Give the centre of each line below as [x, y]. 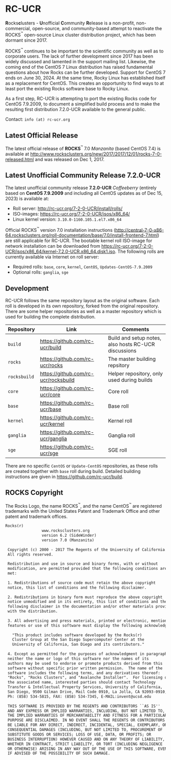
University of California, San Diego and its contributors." [78, 645]
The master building [132, 359]
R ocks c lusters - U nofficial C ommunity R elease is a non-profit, [70, 23]
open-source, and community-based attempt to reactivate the [97, 28]
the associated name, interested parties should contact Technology [82, 683]
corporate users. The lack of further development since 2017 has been [79, 56]
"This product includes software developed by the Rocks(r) [77, 635]
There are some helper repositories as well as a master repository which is [83, 311]
